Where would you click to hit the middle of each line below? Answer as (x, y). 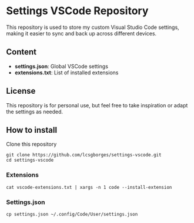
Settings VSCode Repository (77, 11)
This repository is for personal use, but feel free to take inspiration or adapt (97, 105)
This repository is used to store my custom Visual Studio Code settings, (93, 27)
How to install (32, 130)
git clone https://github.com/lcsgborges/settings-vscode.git (84, 155)
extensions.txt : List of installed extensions (66, 73)
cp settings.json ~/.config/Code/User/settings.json (72, 214)
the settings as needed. (35, 112)
